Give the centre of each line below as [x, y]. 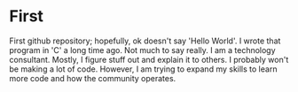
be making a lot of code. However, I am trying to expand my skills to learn [143, 69]
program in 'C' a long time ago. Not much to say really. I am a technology [143, 50]
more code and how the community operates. [93, 78]
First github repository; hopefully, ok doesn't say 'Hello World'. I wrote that [145, 41]
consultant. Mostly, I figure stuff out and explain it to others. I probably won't [149, 59]
